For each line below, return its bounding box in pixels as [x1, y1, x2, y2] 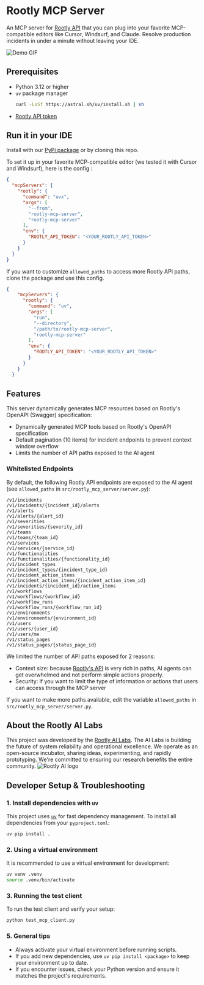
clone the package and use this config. [6, 274, 104, 282]
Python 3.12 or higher [15, 83, 69, 90]
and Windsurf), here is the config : [6, 165, 93, 172]
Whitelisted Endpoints [6, 464, 74, 473]
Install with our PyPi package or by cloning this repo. [6, 147, 139, 154]
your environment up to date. [15, 959, 89, 966]
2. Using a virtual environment [6, 845, 98, 854]
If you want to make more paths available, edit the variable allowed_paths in [6, 696, 197, 703]
